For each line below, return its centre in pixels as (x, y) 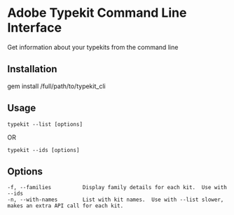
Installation (32, 69)
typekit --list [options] (45, 124)
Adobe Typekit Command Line (97, 13)
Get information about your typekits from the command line (93, 47)
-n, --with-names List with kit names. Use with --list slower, (116, 200)
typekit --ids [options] (43, 150)
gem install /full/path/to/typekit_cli (57, 86)
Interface (34, 28)
